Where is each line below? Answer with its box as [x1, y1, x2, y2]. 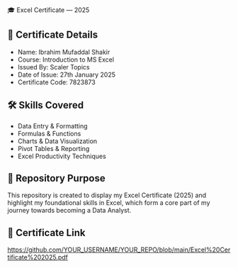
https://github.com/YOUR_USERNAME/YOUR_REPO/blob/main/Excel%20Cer [7, 245, 231, 254]
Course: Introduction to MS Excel [17, 55, 115, 64]
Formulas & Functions [17, 129, 81, 138]
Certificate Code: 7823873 [17, 77, 96, 86]
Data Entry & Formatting [17, 121, 88, 130]
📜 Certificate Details [7, 29, 98, 41]
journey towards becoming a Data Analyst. [7, 206, 132, 215]
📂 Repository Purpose [7, 172, 106, 184]
